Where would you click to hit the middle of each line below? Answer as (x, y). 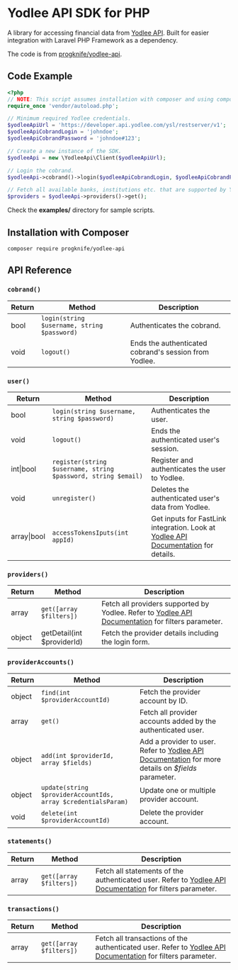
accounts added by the (178, 721)
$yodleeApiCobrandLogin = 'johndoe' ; (63, 132)
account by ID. (163, 701)
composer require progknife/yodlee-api (66, 249)
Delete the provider (171, 812)
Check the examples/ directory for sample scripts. (81, 210)
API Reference (40, 271)
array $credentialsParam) (85, 802)
